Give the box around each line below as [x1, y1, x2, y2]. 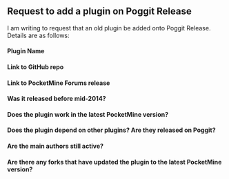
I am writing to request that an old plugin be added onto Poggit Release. [7, 23, 211, 32]
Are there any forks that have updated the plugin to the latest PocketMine [7, 158, 222, 166]
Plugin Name [7, 47, 45, 55]
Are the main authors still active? [7, 142, 104, 150]
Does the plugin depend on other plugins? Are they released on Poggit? [7, 126, 216, 134]
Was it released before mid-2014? [7, 95, 106, 103]
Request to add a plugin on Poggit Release [7, 6, 192, 17]
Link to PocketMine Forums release [7, 79, 110, 87]
